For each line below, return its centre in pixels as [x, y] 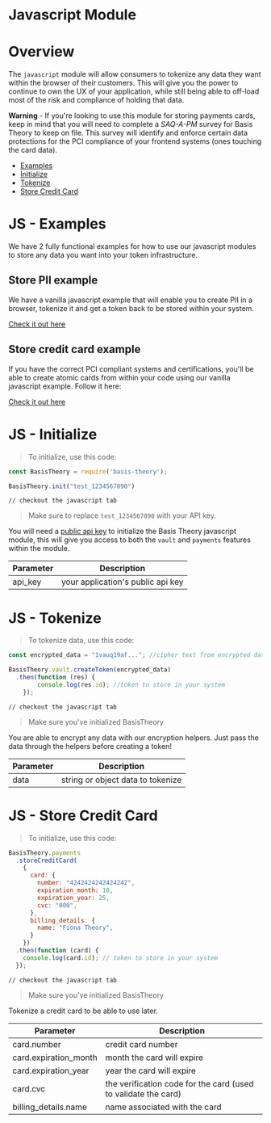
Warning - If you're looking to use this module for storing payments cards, [132, 116]
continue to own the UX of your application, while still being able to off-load [134, 91]
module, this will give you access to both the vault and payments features [130, 540]
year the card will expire [150, 1070]
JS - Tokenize [55, 618]
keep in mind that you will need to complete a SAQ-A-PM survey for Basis [131, 124]
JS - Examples [57, 224]
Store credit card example [75, 349]
